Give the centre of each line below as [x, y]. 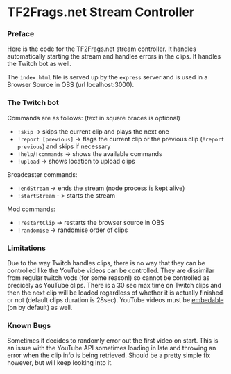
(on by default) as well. [40, 308]
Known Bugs [29, 326]
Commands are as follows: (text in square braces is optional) [94, 118]
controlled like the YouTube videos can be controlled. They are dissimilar [111, 271]
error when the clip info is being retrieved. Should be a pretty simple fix [109, 355]
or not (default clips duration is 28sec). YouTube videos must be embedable [115, 300]
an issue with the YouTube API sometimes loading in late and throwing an [112, 348]
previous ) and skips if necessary [64, 146]
